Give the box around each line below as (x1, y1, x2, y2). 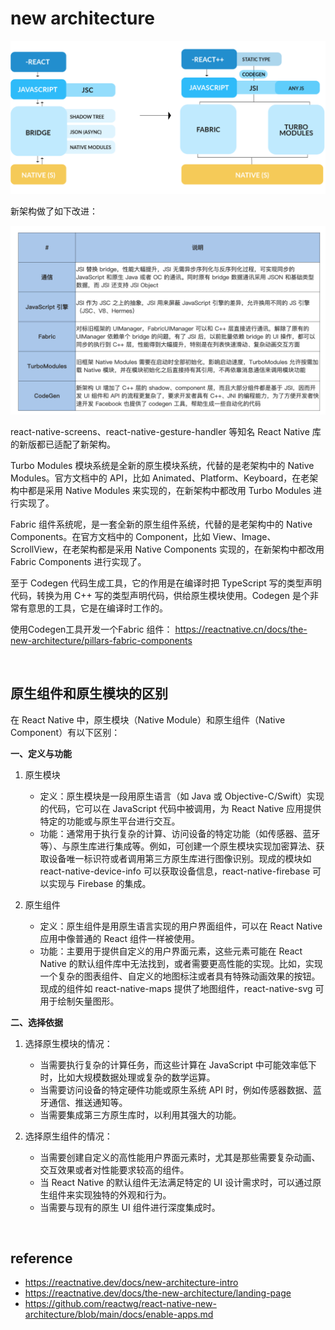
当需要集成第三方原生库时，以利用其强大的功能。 (39, 1108, 242, 1121)
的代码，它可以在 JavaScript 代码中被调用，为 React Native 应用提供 (39, 802, 322, 814)
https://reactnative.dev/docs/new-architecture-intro (24, 1277, 239, 1289)
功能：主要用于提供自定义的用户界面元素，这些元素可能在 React (39, 945, 303, 957)
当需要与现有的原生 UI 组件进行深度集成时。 (39, 1201, 221, 1213)
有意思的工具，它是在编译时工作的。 (18, 602, 168, 614)
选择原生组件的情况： (24, 1130, 113, 1142)
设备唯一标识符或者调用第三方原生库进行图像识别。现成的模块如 (48, 852, 312, 864)
